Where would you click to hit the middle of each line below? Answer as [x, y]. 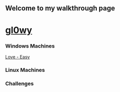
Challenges [19, 83]
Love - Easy [18, 57]
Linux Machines [25, 70]
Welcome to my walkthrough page [60, 8]
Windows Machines [30, 46]
